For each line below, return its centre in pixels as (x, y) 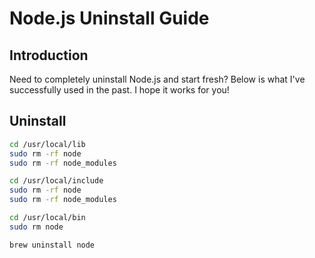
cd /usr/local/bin (47, 218)
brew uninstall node (52, 245)
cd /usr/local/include (56, 181)
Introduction (49, 55)
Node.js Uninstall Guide (109, 18)
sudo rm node (36, 227)
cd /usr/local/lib (47, 144)
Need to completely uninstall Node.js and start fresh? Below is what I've (157, 79)
